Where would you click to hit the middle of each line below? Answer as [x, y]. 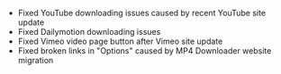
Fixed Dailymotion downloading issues [89, 32]
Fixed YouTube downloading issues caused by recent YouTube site [142, 13]
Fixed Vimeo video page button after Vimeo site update [120, 41]
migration [36, 60]
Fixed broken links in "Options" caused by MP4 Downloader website [145, 51]
